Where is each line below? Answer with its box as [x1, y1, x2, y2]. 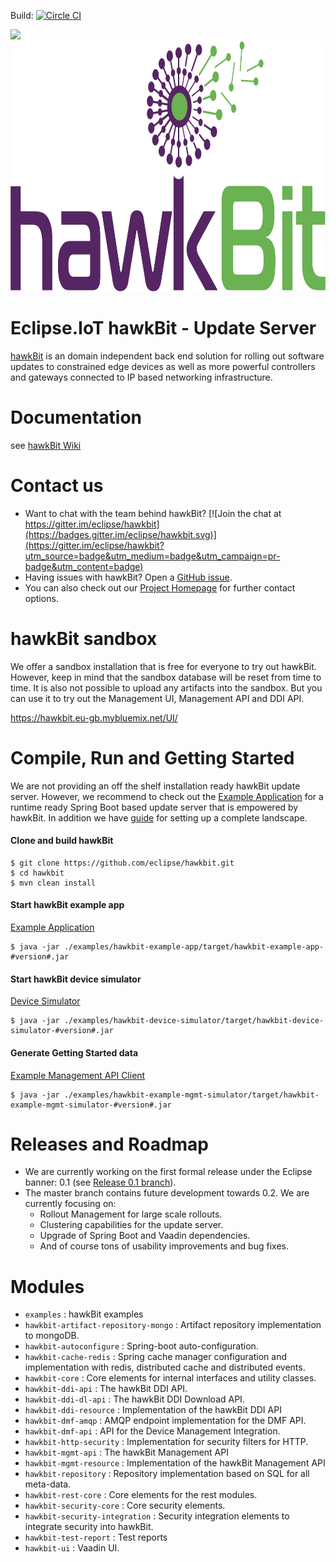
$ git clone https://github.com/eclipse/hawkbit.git [10, 858, 235, 868]
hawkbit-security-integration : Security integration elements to [24, 1510, 290, 1522]
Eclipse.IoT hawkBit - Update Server [10, 317, 317, 340]
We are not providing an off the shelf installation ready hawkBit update [10, 780, 301, 792]
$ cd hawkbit [10, 868, 65, 878]
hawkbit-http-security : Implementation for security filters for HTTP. [24, 1436, 309, 1448]
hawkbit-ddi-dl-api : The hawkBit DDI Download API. [24, 1393, 245, 1405]
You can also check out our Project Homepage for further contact [24, 581, 296, 594]
